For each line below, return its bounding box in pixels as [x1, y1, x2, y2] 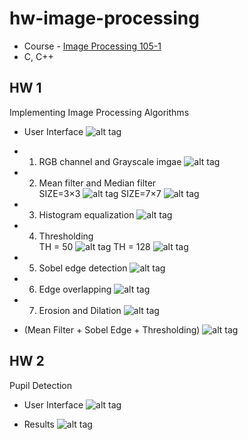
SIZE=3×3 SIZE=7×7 [38, 187, 162, 199]
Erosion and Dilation [38, 304, 122, 316]
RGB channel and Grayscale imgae [38, 155, 182, 167]
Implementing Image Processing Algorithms [9, 106, 190, 118]
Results [23, 418, 55, 430]
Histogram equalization [38, 208, 135, 221]
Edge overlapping [38, 283, 112, 295]
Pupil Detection [9, 379, 73, 391]
